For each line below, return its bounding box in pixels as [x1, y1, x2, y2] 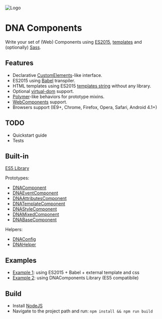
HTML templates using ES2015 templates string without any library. [12, 83, 151, 89]
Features [5, 59, 34, 67]
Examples [5, 256, 37, 265]
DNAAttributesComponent [12, 195, 67, 201]
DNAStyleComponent [12, 206, 57, 212]
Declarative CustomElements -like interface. [12, 72, 103, 78]
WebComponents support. [12, 98, 68, 105]
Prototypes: [5, 175, 30, 181]
